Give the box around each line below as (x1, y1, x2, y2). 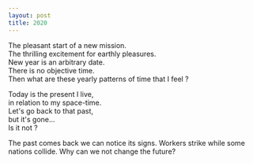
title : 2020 (8, 19, 47, 27)
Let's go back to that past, (8, 106, 93, 115)
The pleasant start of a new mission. (8, 40, 126, 50)
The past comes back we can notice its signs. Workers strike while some (8, 138, 245, 147)
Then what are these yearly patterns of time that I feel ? (8, 74, 190, 84)
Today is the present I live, (8, 89, 94, 99)
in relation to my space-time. (8, 98, 102, 107)
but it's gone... (8, 114, 55, 124)
